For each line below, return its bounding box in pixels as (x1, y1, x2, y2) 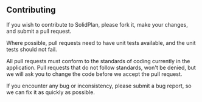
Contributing (6, 5, 56, 15)
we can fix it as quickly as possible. (6, 88, 96, 96)
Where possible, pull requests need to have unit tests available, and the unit (6, 39, 196, 46)
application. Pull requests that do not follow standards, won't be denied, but (6, 64, 196, 71)
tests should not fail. (6, 46, 57, 53)
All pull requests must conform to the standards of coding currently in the (6, 57, 190, 64)
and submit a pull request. (6, 27, 72, 35)
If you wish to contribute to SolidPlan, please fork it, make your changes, (6, 21, 189, 28)
